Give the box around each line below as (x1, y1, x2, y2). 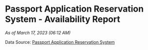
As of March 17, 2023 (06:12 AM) (5, 30, 71, 35)
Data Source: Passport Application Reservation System (5, 39, 115, 45)
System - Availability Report (5, 14, 120, 25)
